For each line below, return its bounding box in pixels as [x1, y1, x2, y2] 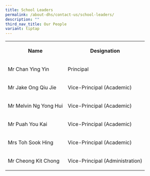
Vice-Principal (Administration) [67, 157, 143, 164]
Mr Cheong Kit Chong [8, 157, 60, 164]
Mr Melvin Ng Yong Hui [8, 102, 63, 109]
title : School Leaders [5, 7, 53, 13]
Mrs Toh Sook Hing [8, 139, 54, 146]
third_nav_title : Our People [5, 21, 67, 27]
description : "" [5, 17, 40, 22]
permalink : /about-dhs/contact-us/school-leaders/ [5, 12, 115, 17]
